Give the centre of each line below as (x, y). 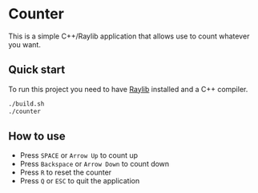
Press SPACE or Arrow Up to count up (79, 155)
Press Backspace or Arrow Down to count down (95, 164)
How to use (37, 136)
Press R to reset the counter (66, 172)
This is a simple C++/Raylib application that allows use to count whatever (129, 36)
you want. (25, 44)
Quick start (37, 70)
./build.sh (26, 104)
